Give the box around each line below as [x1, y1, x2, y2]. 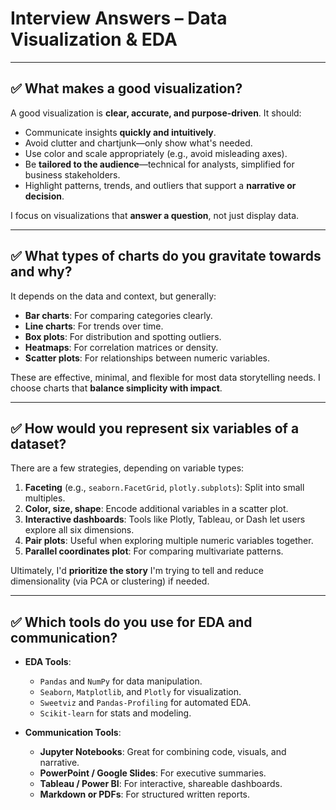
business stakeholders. [24, 168, 121, 181]
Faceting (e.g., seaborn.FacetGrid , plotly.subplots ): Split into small [24, 482, 305, 494]
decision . [24, 190, 65, 202]
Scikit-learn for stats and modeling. [39, 707, 192, 719]
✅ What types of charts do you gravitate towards [10, 248, 322, 265]
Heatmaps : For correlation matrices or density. [24, 341, 219, 353]
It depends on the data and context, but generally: [10, 290, 217, 302]
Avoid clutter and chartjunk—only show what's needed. [24, 137, 253, 149]
